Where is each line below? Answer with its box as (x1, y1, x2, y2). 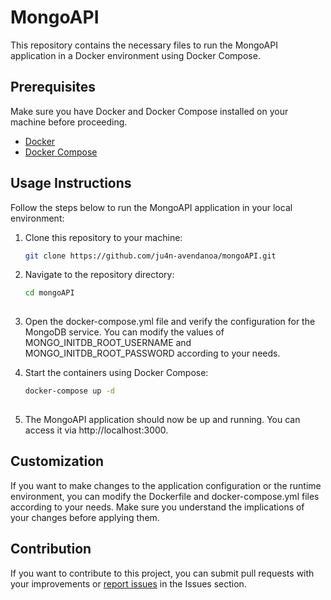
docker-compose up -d (24, 386, 115, 396)
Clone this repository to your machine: (24, 231, 183, 243)
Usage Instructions (10, 175, 132, 192)
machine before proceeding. (10, 116, 128, 128)
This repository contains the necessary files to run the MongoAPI (10, 39, 278, 51)
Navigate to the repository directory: (24, 269, 175, 281)
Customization (10, 453, 105, 470)
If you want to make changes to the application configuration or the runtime (10, 479, 322, 491)
